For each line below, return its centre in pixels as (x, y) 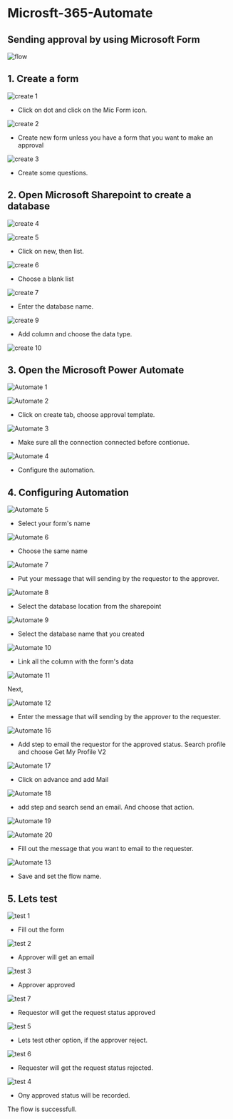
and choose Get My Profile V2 (62, 752)
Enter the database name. (56, 306)
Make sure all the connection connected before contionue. (104, 443)
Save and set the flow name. (59, 876)
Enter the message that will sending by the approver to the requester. (119, 717)
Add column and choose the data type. (75, 334)
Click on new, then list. (51, 251)
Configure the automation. (56, 470)
